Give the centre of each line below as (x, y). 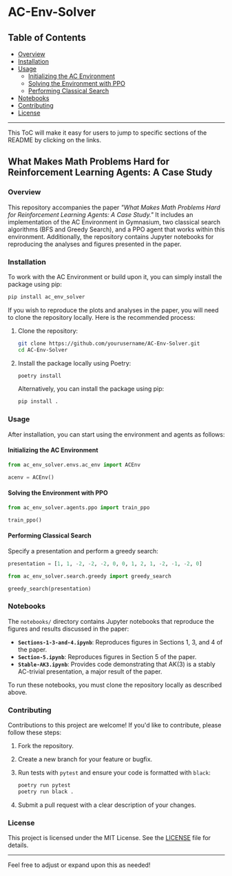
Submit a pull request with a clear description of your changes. (107, 805)
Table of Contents (47, 38)
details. (18, 845)
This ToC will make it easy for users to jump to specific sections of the (107, 133)
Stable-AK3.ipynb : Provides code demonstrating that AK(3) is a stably (116, 664)
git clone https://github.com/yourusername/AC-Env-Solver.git (109, 343)
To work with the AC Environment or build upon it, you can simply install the (115, 276)
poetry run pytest (44, 785)
